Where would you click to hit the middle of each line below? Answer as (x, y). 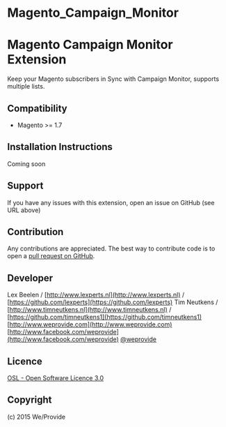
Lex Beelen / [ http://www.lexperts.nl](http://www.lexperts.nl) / (96, 295)
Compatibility (37, 108)
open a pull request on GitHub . (51, 256)
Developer (30, 278)
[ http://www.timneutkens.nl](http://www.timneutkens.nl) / (89, 310)
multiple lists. (26, 87)
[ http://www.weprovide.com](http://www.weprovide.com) (90, 324)
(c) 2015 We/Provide (37, 417)
